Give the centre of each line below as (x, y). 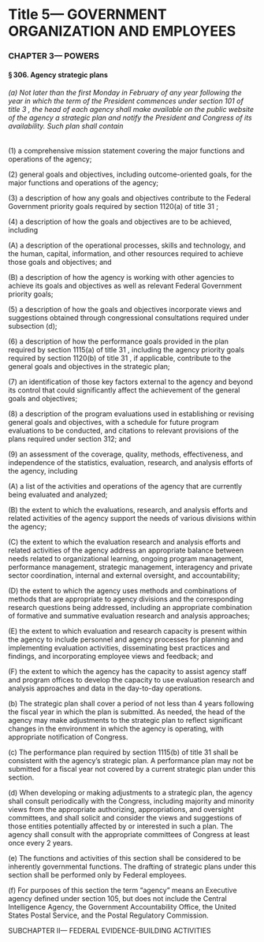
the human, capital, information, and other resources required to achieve (126, 253)
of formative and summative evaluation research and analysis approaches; (129, 616)
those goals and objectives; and (60, 262)
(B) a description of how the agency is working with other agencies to (121, 277)
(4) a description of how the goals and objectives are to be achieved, (120, 222)
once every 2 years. (41, 843)
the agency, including (43, 471)
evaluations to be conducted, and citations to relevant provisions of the (123, 430)
